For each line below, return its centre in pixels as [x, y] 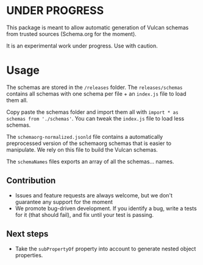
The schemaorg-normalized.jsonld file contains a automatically [85, 136]
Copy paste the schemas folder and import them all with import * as [92, 112]
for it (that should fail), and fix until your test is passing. [84, 214]
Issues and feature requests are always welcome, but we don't [94, 195]
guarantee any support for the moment [64, 202]
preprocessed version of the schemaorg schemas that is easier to [89, 143]
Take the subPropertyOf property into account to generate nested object [105, 249]
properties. [29, 255]
